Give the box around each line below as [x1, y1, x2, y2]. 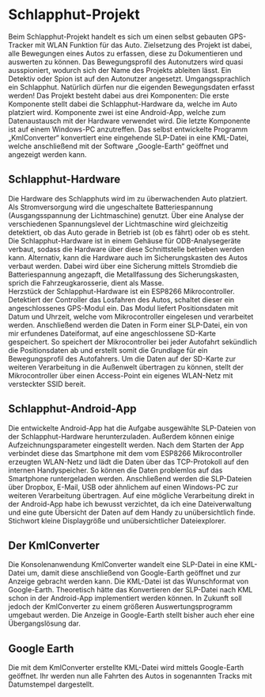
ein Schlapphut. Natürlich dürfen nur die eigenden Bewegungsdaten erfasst [8, 82, 255, 92]
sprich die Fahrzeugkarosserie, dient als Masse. [8, 278, 165, 287]
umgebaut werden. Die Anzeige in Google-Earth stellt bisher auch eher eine [8, 611, 255, 620]
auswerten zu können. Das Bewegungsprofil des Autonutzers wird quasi [8, 57, 244, 67]
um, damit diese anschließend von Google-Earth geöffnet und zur [26, 569, 241, 578]
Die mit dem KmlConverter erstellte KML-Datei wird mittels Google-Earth [8, 663, 244, 672]
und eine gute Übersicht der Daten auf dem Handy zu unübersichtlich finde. [8, 507, 256, 517]
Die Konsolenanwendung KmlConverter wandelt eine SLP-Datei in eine [8, 560, 239, 569]
